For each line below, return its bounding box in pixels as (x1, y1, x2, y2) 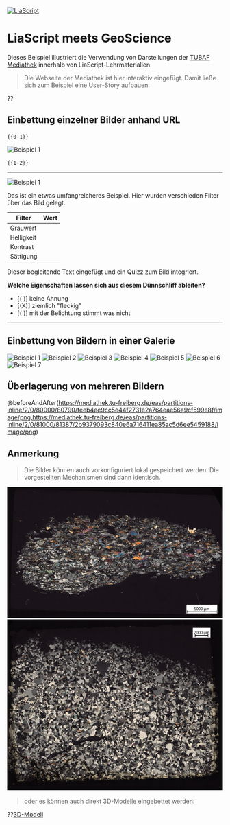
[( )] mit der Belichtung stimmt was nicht (16, 309, 131, 317)
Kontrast (10, 243, 34, 251)
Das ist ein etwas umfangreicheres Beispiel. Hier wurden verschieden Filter (7, 191, 219, 199)
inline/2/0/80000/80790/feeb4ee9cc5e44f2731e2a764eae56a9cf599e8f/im (7, 406, 223, 415)
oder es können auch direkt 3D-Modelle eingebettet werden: (23, 797, 195, 806)
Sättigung (10, 253, 38, 261)
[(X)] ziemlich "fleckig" (16, 301, 82, 310)
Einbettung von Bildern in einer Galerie (7, 335, 175, 347)
